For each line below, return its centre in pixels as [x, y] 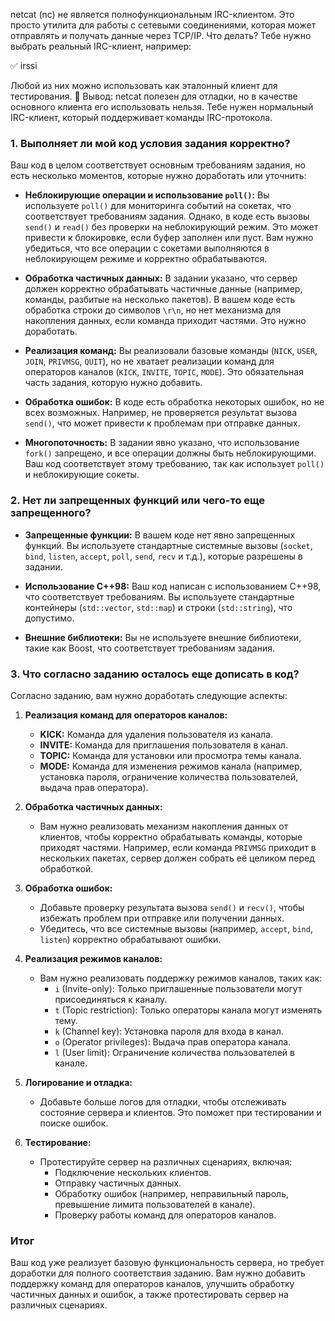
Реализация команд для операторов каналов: [126, 715]
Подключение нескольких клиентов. [133, 1172]
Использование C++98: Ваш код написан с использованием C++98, [173, 586]
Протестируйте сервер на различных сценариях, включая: [166, 1161]
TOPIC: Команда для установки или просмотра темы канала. [170, 755]
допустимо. [49, 618]
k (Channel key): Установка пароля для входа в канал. [169, 1031]
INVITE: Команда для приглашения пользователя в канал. [163, 745]
